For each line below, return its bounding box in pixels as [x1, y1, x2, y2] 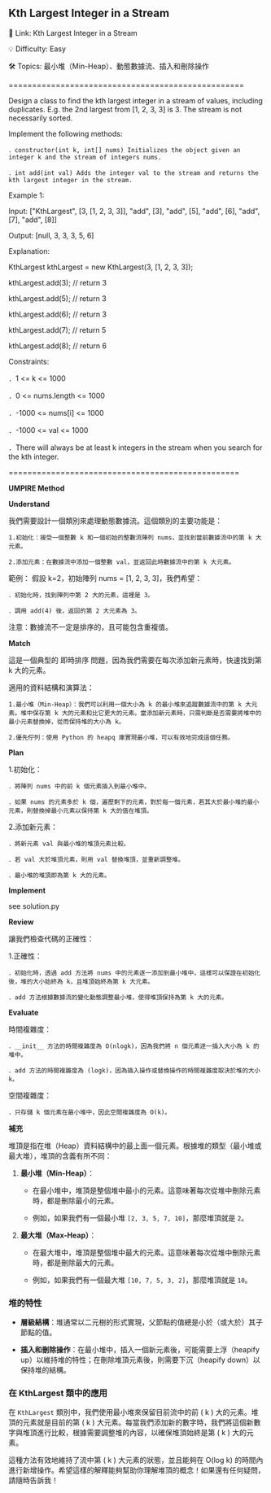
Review [8, 917, 34, 927]
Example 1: [8, 190, 45, 200]
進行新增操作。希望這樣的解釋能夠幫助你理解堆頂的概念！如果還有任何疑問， [8, 1465, 265, 1475]
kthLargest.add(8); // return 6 [8, 341, 107, 351]
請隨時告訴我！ [8, 1476, 59, 1486]
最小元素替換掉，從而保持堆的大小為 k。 [8, 718, 125, 726]
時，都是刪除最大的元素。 [32, 1257, 119, 1268]
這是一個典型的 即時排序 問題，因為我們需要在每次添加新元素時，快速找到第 [8, 655, 262, 665]
